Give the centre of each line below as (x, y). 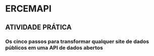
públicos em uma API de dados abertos (54, 47)
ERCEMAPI (29, 9)
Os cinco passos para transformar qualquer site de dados (77, 41)
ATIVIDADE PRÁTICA (38, 27)
